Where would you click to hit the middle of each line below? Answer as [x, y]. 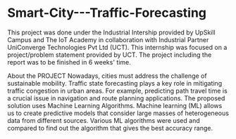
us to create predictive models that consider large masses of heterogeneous [118, 113]
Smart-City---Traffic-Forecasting [107, 13]
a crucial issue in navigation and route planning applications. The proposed [116, 98]
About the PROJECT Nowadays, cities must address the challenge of [107, 76]
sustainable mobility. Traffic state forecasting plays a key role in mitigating [115, 83]
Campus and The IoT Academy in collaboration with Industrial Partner [108, 39]
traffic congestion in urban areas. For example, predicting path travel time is [117, 91]
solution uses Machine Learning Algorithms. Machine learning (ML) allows [115, 105]
